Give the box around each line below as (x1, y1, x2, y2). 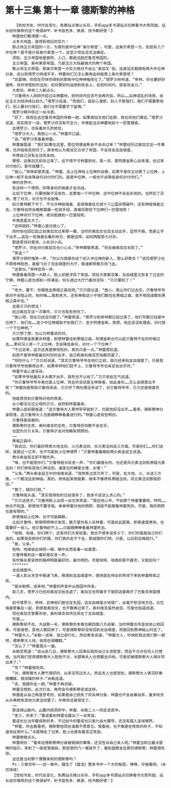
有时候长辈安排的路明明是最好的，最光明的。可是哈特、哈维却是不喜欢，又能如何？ (12, 557, 161, 563)
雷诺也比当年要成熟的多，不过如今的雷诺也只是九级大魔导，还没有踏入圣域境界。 (12, 718, 157, 724)
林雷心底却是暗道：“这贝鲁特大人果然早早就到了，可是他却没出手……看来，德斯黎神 (12, 407, 160, 412)
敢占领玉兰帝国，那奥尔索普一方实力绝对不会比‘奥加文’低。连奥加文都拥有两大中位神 (12, 66, 165, 71)
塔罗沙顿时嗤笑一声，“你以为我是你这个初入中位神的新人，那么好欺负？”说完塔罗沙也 (12, 256, 165, 261)
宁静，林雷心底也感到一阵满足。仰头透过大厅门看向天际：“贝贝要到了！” (5, 278, 135, 283)
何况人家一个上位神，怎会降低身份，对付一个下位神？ (17, 341, 113, 347)
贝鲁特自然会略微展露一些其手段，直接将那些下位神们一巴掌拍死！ (12, 207, 131, 212)
